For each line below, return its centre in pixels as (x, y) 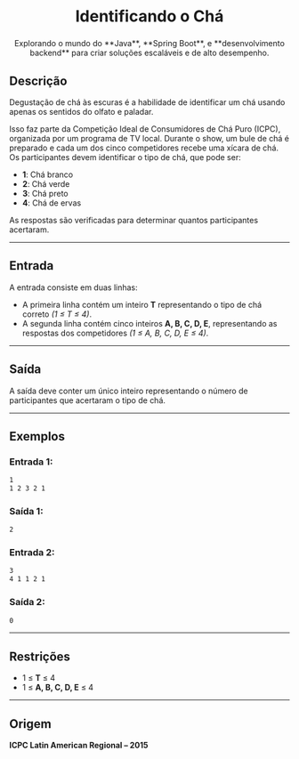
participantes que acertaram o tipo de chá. (88, 400)
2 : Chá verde (46, 183)
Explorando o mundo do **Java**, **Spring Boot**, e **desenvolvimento (149, 44)
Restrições (40, 656)
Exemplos (37, 436)
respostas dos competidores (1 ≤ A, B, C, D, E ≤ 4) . (115, 333)
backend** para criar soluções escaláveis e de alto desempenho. (149, 53)
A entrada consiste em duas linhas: (73, 287)
